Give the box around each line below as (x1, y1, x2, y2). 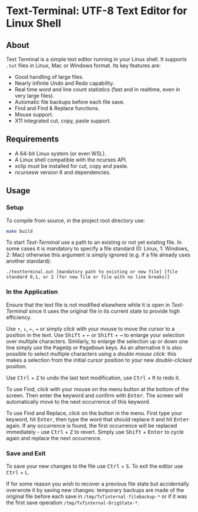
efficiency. (6, 313, 32, 321)
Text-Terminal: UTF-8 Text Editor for (6, 4, 187, 18)
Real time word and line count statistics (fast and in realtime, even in (14, 86, 181, 93)
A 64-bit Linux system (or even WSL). (14, 150, 107, 157)
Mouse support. (14, 111, 54, 118)
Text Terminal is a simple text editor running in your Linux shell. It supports (6, 56, 187, 62)
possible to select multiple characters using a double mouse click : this (6, 350, 177, 357)
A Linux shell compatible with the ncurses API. (14, 156, 128, 163)
